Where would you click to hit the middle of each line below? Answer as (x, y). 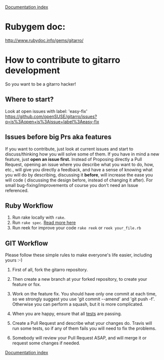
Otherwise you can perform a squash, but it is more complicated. (78, 304)
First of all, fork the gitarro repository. (50, 270)
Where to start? (29, 100)
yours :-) (14, 260)
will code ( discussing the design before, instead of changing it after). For (79, 180)
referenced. (17, 190)
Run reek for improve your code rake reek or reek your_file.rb (76, 228)
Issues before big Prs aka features (58, 137)
